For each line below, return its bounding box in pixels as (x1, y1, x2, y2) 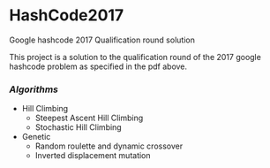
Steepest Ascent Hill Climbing (34, 112, 144, 124)
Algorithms (9, 83, 59, 95)
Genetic (21, 132, 51, 142)
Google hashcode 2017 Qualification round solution (9, 34, 196, 45)
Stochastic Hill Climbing (34, 122, 122, 133)
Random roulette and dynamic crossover (34, 141, 184, 151)
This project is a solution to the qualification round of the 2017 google (9, 51, 262, 62)
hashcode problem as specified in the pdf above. (9, 61, 188, 72)
